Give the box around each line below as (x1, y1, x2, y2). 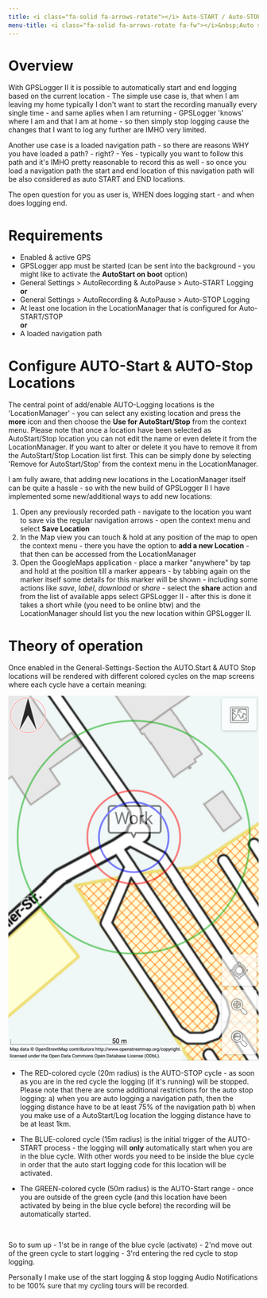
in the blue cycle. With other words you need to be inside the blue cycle (19, 1151, 254, 1161)
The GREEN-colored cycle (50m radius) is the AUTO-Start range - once (19, 1183, 254, 1193)
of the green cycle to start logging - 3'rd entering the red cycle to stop (8, 1248, 238, 1258)
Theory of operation (8, 637, 144, 655)
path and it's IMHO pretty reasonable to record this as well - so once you (8, 158, 247, 167)
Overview (8, 57, 74, 75)
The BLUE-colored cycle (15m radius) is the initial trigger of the (19, 1134, 226, 1143)
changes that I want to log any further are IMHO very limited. (8, 125, 207, 135)
